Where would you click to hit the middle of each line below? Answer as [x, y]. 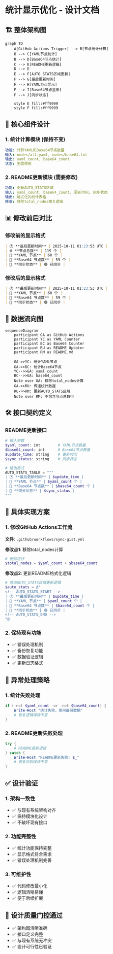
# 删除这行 [15, 559]
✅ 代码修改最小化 [30, 886]
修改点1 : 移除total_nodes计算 [34, 549]
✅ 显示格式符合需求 [32, 854]
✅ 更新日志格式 [28, 663]
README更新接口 [26, 430]
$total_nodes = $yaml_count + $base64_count [51, 563]
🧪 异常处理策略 [28, 680]
